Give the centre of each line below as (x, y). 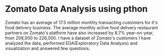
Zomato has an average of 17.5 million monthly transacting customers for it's (81, 22)
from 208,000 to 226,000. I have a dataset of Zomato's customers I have (78, 38)
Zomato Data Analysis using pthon (76, 9)
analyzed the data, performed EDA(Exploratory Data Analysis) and (71, 43)
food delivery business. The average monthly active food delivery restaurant (81, 27)
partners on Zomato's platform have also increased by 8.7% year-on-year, (80, 33)
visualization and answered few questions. (48, 48)
